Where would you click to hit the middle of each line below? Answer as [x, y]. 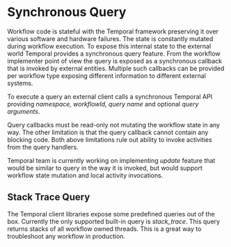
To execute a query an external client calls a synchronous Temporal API [110, 96]
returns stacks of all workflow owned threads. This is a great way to [104, 229]
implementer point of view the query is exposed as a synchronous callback [115, 61]
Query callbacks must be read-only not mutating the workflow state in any [114, 125]
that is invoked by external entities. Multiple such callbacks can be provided [116, 68]
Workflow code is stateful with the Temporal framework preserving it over [113, 31]
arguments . [24, 111]
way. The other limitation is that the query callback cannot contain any [108, 132]
